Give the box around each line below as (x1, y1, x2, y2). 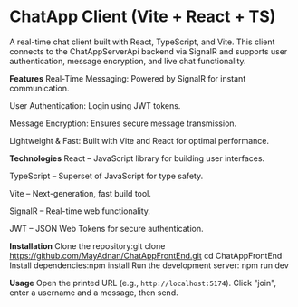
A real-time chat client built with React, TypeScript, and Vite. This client (9, 36, 275, 47)
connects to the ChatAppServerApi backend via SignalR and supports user (9, 45, 288, 56)
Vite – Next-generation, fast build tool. (9, 187, 152, 198)
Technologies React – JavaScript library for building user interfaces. (9, 152, 265, 164)
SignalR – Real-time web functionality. (9, 206, 151, 216)
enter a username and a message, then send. (9, 287, 178, 298)
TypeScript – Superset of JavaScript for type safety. (9, 170, 204, 181)
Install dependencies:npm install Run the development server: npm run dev (9, 260, 290, 271)
